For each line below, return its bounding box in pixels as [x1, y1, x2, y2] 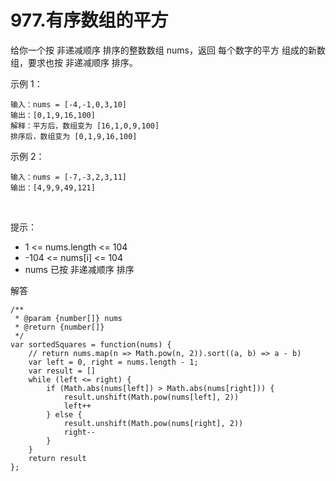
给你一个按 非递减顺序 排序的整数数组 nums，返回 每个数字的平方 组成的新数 [10, 44, 326, 56]
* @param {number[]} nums [14, 313, 123, 323]
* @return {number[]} [14, 322, 105, 332]
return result [28, 453, 87, 463]
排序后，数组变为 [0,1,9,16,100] [10, 131, 138, 141]
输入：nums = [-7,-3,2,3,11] [10, 172, 128, 182]
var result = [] [28, 366, 97, 376]
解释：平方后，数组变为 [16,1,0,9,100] [10, 121, 160, 131]
